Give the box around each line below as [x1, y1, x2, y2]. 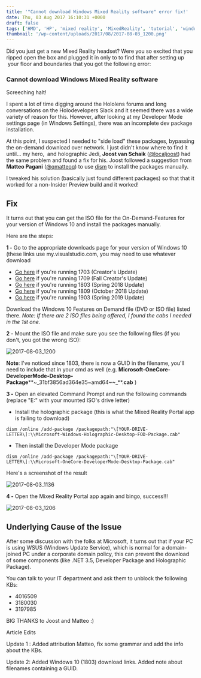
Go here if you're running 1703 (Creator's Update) [14, 268, 138, 276]
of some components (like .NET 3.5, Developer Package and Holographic [6, 557, 187, 564]
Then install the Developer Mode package [14, 442, 118, 449]
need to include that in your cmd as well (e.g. [6, 366, 118, 373]
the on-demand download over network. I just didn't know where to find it [6, 144, 188, 151]
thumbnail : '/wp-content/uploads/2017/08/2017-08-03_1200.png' [6, 31, 167, 37]
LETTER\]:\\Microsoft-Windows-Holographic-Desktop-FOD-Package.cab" [6, 431, 181, 438]
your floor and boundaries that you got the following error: [7, 61, 151, 68]
